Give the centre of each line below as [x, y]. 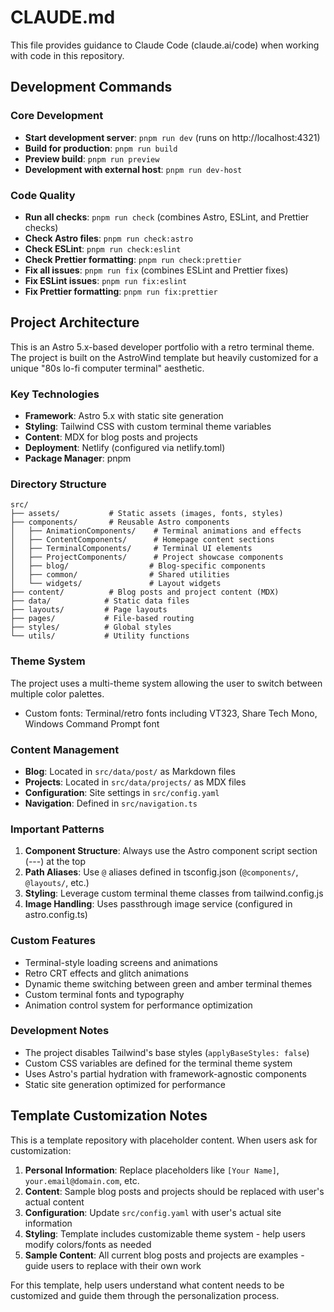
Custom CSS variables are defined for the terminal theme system [158, 1063]
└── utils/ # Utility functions [100, 636]
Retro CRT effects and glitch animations [106, 973]
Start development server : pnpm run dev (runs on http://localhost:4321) [172, 137]
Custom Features [53, 941]
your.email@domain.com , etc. [82, 1180]
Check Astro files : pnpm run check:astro [109, 238]
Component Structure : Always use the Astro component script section [171, 851]
